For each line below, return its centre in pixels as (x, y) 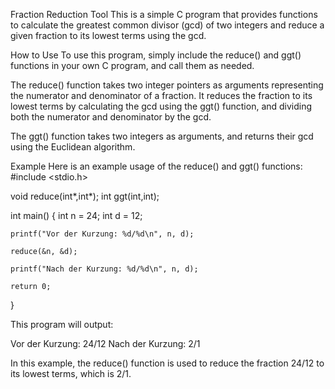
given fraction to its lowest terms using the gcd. (108, 35)
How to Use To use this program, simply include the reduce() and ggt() (156, 55)
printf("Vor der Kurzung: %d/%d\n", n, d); (102, 234)
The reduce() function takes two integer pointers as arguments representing (167, 85)
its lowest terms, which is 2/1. (71, 373)
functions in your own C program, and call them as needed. (132, 65)
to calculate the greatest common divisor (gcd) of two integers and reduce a (167, 25)
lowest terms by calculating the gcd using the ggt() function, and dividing (161, 106)
